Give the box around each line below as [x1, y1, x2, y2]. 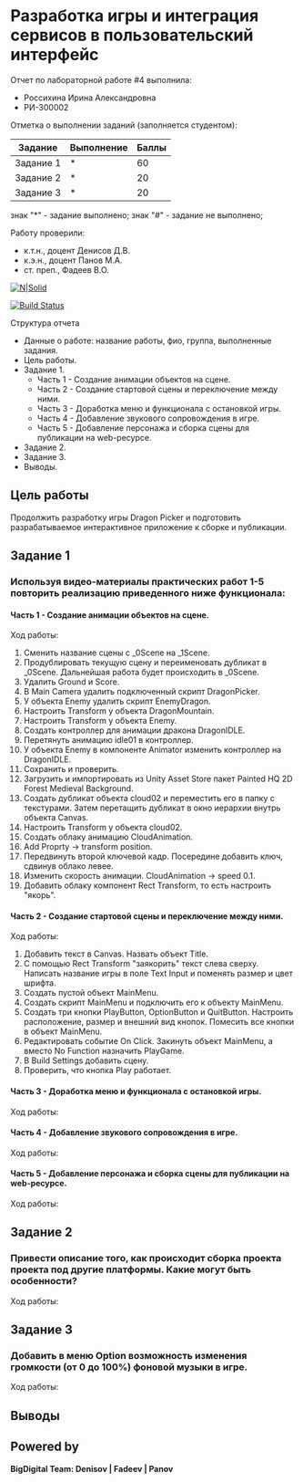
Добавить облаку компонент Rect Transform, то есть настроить [23, 880, 272, 891]
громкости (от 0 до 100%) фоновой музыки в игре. [10, 1361, 248, 1373]
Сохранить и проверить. [23, 764, 119, 775]
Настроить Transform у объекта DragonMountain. [23, 705, 215, 716]
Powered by [10, 1439, 80, 1455]
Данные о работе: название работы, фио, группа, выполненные [23, 335, 272, 346]
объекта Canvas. [23, 812, 89, 823]
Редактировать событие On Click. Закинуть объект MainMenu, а [23, 1036, 274, 1047]
